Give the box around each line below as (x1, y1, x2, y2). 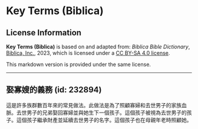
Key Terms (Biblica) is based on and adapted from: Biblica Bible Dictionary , (6, 43, 190, 50)
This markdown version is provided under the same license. (6, 61, 151, 68)
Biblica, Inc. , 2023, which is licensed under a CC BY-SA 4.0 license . (6, 49, 170, 57)
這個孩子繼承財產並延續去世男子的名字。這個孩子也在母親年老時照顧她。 (16, 116, 192, 123)
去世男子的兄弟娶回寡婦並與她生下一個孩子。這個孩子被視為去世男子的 (16, 109, 187, 116)
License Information (6, 28, 81, 38)
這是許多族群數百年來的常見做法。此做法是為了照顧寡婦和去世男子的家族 (6, 101, 181, 108)
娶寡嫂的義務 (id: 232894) (6, 85, 102, 95)
